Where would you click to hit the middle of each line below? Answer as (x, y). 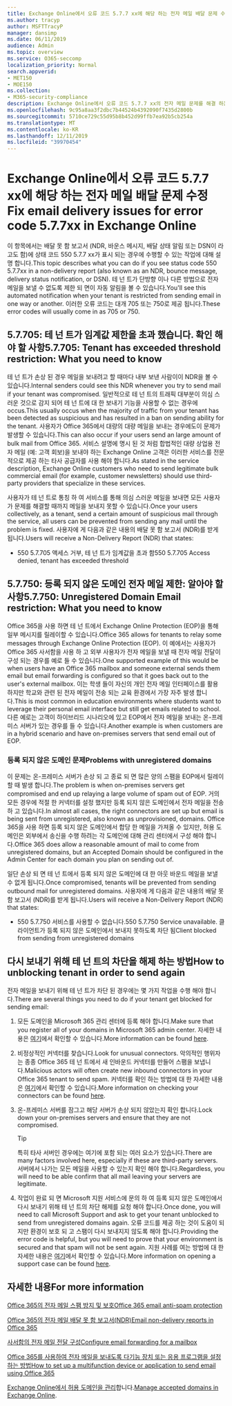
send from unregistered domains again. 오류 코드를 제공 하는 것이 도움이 (117, 1223)
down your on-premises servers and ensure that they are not (104, 1117)
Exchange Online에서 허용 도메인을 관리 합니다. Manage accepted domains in (113, 1387)
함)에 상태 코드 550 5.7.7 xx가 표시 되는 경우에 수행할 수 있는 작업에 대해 (117, 255)
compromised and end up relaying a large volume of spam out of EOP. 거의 (113, 794)
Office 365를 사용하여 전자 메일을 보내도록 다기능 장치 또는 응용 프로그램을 (108, 1356)
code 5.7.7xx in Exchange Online (102, 226)
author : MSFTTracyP (35, 26)
